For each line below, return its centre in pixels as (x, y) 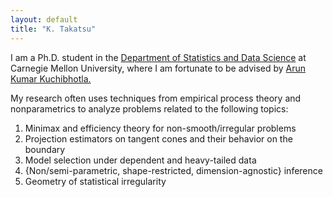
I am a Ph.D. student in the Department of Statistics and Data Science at (158, 57)
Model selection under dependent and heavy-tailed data (140, 160)
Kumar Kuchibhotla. (51, 78)
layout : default (44, 19)
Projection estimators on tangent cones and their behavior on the (158, 138)
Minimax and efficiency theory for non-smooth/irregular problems (160, 128)
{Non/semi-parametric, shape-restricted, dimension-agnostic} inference (173, 170)
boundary (45, 149)
